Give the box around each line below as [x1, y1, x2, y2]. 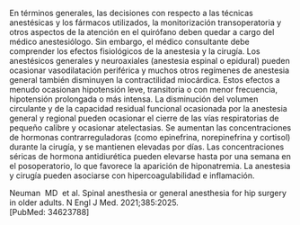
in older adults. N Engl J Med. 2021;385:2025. [9, 197, 180, 208]
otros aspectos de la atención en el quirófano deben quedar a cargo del [9, 27, 275, 37]
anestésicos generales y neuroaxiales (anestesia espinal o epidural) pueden [9, 56, 290, 66]
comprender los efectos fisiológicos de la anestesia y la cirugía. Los [9, 46, 260, 57]
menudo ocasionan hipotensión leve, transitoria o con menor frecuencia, [9, 85, 278, 94]
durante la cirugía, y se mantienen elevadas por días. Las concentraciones [9, 141, 285, 152]
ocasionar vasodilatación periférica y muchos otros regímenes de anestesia [9, 65, 290, 76]
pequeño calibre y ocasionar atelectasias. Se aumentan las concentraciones [9, 122, 292, 133]
